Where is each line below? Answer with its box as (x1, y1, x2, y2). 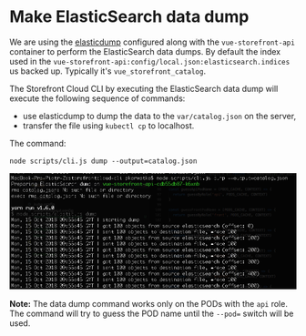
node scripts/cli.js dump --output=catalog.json (9, 157, 198, 166)
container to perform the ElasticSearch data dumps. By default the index (9, 46, 280, 56)
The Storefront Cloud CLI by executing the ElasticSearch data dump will (9, 83, 279, 94)
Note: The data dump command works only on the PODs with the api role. (9, 299, 289, 310)
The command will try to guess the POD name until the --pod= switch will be (9, 308, 294, 320)
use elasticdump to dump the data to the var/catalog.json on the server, (22, 110, 297, 121)
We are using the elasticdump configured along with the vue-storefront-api (9, 36, 296, 47)
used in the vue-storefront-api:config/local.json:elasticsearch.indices (9, 56, 291, 66)
